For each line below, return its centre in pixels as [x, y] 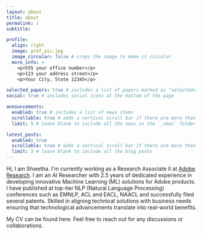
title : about [23, 18]
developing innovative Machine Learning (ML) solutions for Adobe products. [101, 182]
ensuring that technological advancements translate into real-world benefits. [101, 207]
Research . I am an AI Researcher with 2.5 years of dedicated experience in [99, 175]
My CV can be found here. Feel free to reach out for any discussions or [95, 219]
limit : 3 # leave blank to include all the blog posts [82, 152]
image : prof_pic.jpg [37, 51]
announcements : [25, 107]
